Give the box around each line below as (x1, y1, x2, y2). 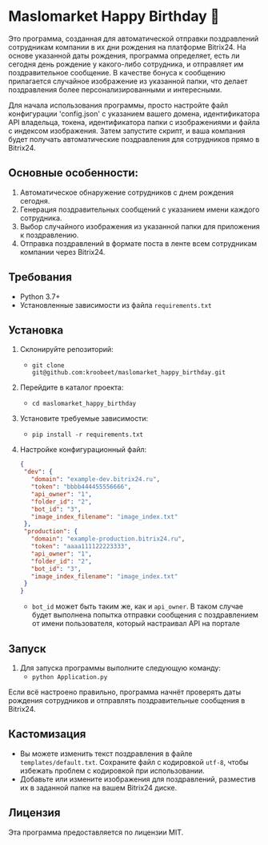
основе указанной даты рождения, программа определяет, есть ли (8, 51, 240, 60)
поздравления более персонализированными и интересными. (8, 84, 222, 95)
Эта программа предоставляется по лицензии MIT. (8, 827, 184, 837)
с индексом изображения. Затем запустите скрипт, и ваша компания (8, 126, 246, 135)
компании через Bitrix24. (19, 247, 106, 257)
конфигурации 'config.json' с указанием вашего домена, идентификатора (8, 108, 260, 119)
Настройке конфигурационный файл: (19, 445, 146, 455)
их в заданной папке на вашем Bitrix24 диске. (19, 782, 178, 792)
